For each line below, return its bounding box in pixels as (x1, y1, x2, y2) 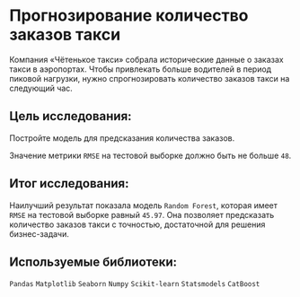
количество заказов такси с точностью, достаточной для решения (9, 219, 266, 230)
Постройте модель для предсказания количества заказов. (9, 132, 235, 144)
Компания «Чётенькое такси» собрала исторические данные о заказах (9, 54, 285, 65)
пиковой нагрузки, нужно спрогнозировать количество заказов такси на (9, 73, 290, 83)
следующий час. (9, 83, 74, 93)
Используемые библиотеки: (9, 254, 178, 269)
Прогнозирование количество (9, 5, 249, 26)
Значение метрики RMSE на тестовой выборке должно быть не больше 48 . (9, 150, 292, 161)
